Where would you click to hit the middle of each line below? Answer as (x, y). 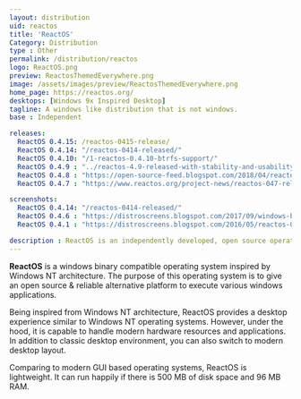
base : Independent (46, 117)
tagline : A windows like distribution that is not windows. (124, 109)
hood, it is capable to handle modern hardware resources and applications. (148, 331)
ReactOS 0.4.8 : (47, 175)
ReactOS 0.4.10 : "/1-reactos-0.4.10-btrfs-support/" (118, 158)
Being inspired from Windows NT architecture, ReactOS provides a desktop (148, 312)
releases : (28, 134)
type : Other (34, 51)
